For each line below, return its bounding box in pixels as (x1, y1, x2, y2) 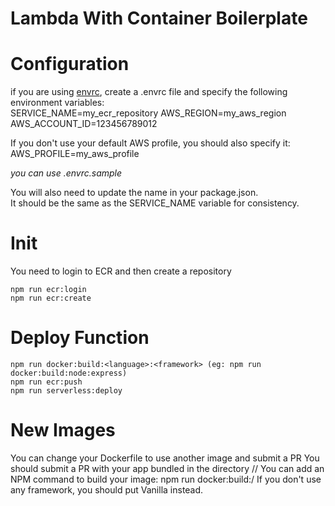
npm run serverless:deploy (10, 386, 123, 396)
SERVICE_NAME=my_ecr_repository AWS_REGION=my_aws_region (10, 107, 287, 119)
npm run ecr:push (10, 377, 83, 387)
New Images (10, 419, 116, 442)
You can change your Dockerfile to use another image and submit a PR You (10, 452, 320, 464)
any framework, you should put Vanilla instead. (10, 483, 204, 496)
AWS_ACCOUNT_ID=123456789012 (10, 118, 158, 130)
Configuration (10, 53, 130, 76)
